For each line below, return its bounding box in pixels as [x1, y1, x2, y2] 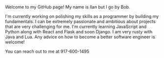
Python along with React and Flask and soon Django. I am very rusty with [5, 29, 153, 34]
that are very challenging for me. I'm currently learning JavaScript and [5, 24, 147, 29]
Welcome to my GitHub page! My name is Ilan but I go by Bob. [5, 4, 131, 10]
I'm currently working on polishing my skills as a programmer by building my [5, 14, 159, 19]
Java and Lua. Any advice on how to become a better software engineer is [5, 34, 155, 40]
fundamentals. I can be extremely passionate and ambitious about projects [5, 19, 156, 24]
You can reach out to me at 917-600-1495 [5, 48, 90, 54]
